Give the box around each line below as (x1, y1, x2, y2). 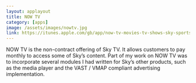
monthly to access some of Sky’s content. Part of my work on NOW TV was (6, 52, 188, 59)
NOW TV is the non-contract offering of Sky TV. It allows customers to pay (6, 46, 185, 53)
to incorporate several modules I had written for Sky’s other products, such (6, 59, 186, 66)
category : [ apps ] (6, 19, 48, 25)
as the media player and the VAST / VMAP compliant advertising (6, 64, 160, 71)
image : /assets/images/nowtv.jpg (6, 24, 87, 31)
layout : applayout (6, 8, 51, 15)
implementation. (6, 71, 45, 78)
